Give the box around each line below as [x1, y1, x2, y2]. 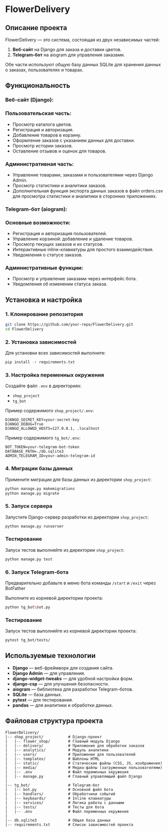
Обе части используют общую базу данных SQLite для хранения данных [5, 62, 161, 67]
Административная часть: [5, 160, 74, 168]
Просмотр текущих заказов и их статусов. [12, 241, 104, 247]
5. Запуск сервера [5, 503, 53, 510]
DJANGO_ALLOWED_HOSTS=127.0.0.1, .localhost [5, 426, 100, 431]
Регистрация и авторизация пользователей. [12, 231, 107, 237]
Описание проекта [5, 24, 67, 32]
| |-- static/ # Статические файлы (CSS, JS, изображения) [5, 761, 163, 766]
